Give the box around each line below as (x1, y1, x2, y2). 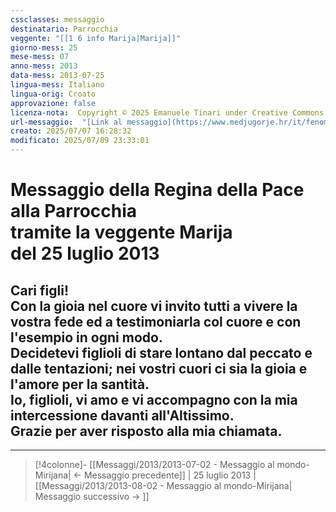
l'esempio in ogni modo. (10, 329, 163, 346)
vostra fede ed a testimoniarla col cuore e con (10, 313, 302, 330)
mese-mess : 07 (10, 52, 70, 62)
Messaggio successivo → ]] (34, 491, 150, 502)
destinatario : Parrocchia (10, 24, 118, 34)
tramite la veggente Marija (10, 221, 233, 244)
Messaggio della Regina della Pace (10, 179, 305, 201)
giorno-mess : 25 (10, 42, 78, 53)
